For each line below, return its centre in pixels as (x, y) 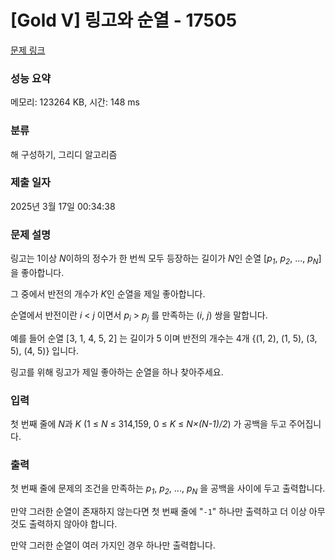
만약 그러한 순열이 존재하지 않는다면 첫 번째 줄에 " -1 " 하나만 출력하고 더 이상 (158, 512)
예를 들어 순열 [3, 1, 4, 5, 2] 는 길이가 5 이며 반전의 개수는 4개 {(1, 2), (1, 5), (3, (164, 338)
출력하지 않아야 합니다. (73, 524)
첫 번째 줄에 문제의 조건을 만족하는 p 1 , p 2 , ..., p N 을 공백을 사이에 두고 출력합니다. (168, 489)
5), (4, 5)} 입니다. (45, 350)
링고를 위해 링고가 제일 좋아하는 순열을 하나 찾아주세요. (117, 372)
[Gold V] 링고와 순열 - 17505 (124, 20)
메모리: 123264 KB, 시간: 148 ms (75, 102)
